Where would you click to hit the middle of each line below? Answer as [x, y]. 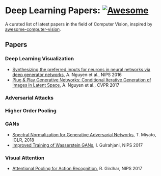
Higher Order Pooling [31, 111]
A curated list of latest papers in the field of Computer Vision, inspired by [79, 24]
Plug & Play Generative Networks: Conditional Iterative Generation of [81, 80]
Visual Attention [25, 158]
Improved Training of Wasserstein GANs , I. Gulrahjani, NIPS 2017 [78, 145]
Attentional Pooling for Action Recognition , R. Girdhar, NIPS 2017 [77, 169]
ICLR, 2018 [23, 140]
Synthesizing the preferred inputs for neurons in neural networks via [81, 69]
